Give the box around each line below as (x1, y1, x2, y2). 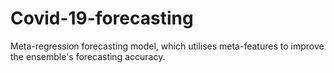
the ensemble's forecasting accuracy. (10, 50, 166, 62)
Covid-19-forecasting (10, 7, 194, 30)
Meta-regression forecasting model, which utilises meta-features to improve (10, 40, 325, 52)
